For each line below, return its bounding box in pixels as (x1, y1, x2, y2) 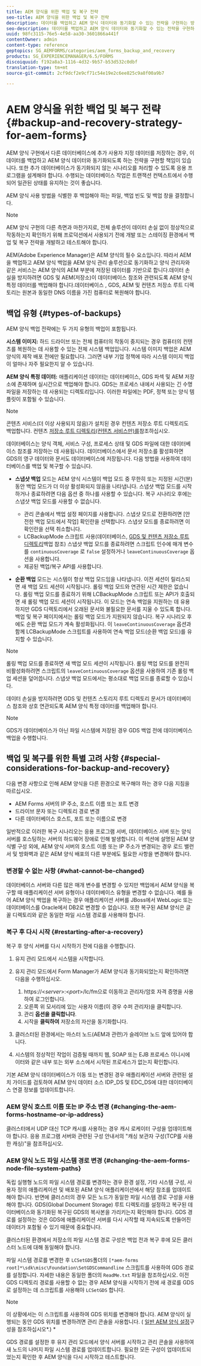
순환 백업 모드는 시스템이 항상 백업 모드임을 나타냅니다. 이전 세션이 (14, 576, 170, 583)
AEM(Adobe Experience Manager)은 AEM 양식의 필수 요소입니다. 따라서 (6, 252, 178, 259)
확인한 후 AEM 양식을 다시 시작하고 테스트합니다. (22, 1353, 136, 1360)
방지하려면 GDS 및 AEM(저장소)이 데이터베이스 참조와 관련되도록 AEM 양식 (17, 274, 193, 281)
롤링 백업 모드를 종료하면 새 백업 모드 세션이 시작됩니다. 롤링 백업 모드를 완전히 (6, 660, 190, 667)
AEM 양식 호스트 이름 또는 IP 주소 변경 (6, 1103, 109, 1111)
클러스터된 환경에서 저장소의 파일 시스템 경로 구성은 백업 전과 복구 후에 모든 (6, 1236, 182, 1243)
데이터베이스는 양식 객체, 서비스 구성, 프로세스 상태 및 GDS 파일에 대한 (6, 440, 170, 447)
